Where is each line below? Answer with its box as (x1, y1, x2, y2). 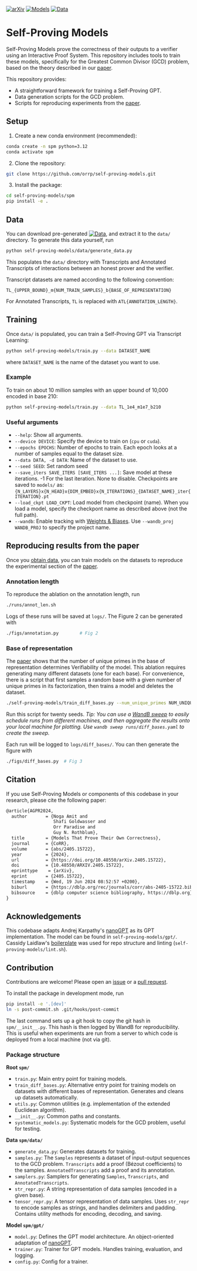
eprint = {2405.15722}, (11, 873, 85, 879)
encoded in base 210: (6, 392, 58, 399)
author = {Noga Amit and (11, 813, 88, 819)
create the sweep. (6, 729, 50, 737)
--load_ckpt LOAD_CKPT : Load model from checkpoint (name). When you (14, 499, 189, 506)
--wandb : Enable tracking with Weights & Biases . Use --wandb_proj (14, 517, 174, 524)
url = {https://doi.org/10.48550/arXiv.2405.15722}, (11, 857, 167, 863)
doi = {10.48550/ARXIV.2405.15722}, (11, 862, 125, 869)
